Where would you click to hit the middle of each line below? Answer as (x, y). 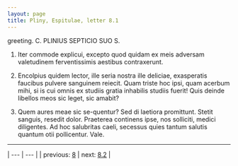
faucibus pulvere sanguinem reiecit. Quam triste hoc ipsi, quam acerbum (124, 83)
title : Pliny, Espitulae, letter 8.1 (63, 20)
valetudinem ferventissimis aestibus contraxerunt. (90, 61)
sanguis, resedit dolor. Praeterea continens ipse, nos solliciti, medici (117, 119)
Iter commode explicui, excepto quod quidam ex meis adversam (111, 54)
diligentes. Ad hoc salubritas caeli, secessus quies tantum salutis (112, 126)
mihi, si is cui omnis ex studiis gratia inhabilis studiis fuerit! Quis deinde (121, 90)
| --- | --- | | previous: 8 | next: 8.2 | (59, 154)
